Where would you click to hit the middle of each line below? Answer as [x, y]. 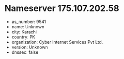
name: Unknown [28, 26]
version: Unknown [30, 47]
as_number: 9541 [29, 22]
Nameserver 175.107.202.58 [62, 8]
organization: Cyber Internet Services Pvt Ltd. [57, 42]
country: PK [23, 37]
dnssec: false [25, 52]
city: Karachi [24, 32]
